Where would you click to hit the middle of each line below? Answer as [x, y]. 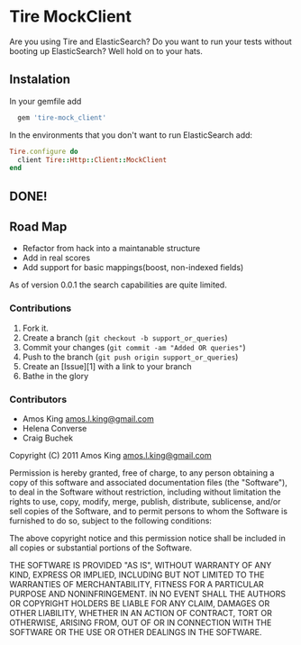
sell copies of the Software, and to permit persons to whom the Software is [149, 512]
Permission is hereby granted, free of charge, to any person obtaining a [142, 473]
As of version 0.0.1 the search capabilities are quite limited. [118, 285]
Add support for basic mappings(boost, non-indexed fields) [133, 268]
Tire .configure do [44, 151]
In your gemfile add [46, 101]
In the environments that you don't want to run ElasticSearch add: [131, 135]
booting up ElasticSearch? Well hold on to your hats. [106, 50]
